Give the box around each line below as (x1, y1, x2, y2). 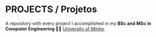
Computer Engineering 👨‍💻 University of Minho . (5, 25, 106, 31)
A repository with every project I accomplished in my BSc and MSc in (5, 20, 151, 26)
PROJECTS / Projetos (5, 4, 97, 15)
